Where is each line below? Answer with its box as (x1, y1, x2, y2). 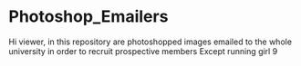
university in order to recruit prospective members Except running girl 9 (8, 45, 278, 56)
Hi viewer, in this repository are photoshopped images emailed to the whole (8, 36, 293, 47)
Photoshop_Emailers (8, 6, 169, 27)
